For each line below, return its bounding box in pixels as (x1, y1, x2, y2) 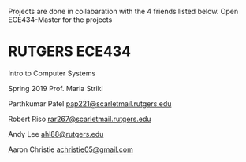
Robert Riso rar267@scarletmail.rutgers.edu (8, 114, 151, 123)
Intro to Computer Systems (8, 68, 96, 78)
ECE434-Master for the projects (8, 15, 113, 24)
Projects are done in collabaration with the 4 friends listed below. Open (8, 7, 239, 16)
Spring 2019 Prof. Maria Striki (8, 83, 104, 93)
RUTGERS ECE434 (8, 42, 132, 61)
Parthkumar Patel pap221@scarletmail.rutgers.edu (8, 98, 172, 109)
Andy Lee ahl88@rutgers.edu (8, 129, 104, 138)
